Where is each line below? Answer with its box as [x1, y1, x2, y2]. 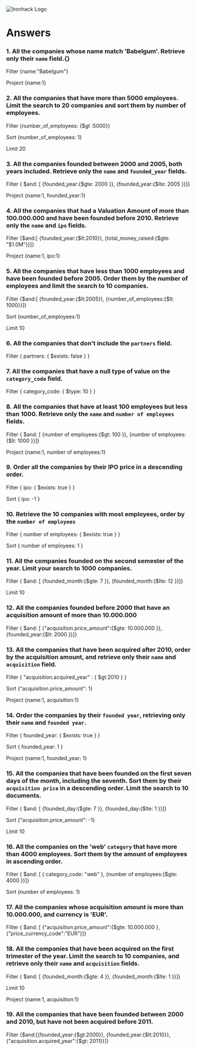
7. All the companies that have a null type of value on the [6, 367, 171, 375]
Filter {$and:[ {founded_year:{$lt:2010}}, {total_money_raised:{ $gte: [6, 235, 170, 242]
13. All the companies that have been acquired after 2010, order [6, 645, 191, 653]
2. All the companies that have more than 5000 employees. [6, 94, 179, 103]
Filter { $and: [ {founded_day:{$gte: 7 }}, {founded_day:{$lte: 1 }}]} [6, 805, 167, 812]
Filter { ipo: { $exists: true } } [6, 484, 75, 491]
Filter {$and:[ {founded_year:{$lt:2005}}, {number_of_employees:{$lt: [6, 295, 175, 302]
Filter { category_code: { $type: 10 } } [6, 388, 96, 395]
